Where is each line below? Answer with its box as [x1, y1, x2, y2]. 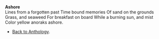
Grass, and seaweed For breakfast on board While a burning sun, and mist [5, 14, 154, 20]
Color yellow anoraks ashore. [5, 19, 64, 25]
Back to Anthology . [12, 29, 50, 34]
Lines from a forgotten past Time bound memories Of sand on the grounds [5, 9, 154, 15]
